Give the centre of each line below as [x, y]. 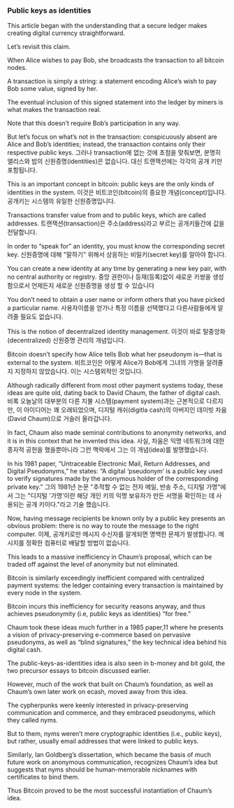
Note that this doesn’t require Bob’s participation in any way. [94, 123]
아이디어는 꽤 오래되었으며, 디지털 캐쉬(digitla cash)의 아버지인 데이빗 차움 [125, 410]
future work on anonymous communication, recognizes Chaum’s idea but [112, 762]
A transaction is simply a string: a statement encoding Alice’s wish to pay [112, 81]
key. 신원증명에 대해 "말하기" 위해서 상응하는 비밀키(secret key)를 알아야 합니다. [117, 255]
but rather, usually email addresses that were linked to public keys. [103, 741]
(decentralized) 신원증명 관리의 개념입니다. [66, 340]
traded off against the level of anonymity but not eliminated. [93, 564]
